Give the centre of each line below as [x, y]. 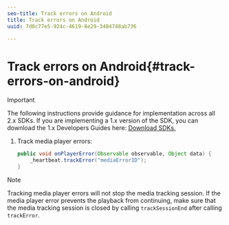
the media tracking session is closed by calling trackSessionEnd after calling [115, 208]
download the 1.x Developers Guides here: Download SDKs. [91, 128]
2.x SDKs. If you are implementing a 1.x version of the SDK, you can [103, 120]
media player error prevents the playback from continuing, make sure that [111, 200]
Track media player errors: [55, 141]
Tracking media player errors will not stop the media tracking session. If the [114, 193]
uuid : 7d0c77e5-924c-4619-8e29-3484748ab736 [72, 26]
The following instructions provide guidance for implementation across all [111, 114]
